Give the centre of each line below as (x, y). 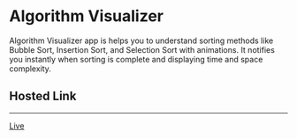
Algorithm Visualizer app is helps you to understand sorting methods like (141, 40)
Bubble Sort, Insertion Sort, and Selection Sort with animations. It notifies (142, 49)
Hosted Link (43, 96)
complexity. (30, 69)
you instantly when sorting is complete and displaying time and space (136, 59)
